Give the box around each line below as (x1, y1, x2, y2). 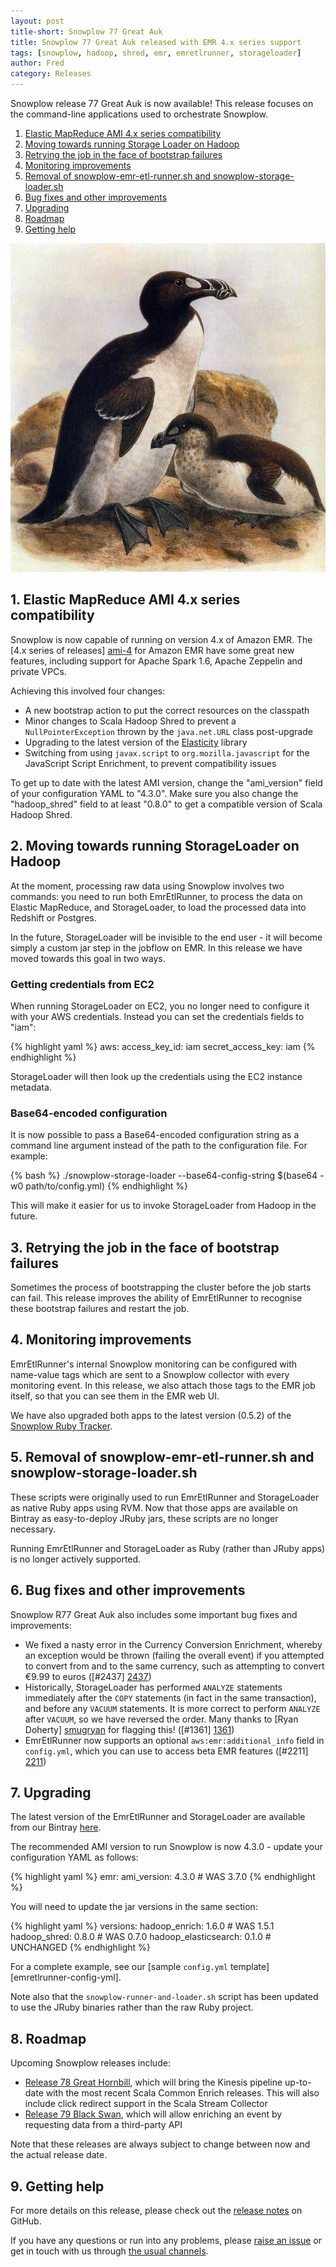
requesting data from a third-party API (24, 2119, 183, 2131)
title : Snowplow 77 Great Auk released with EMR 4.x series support (10, 37, 302, 47)
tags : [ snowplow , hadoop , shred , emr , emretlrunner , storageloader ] (10, 48, 302, 58)
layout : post (10, 16, 65, 26)
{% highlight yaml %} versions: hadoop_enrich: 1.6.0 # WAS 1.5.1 (10, 1920, 275, 1932)
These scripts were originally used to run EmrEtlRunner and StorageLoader (10, 1491, 320, 1503)
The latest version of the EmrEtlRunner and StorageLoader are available (10, 1811, 306, 1823)
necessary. (10, 1523, 57, 1535)
